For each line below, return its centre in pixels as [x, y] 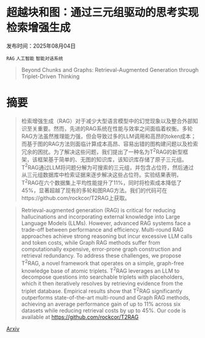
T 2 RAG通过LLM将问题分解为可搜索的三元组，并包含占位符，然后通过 [107, 167]
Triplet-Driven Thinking [50, 76]
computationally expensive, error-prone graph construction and [101, 249]
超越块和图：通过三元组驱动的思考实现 [103, 13]
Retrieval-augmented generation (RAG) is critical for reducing [98, 210]
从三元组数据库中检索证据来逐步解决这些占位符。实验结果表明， [101, 175]
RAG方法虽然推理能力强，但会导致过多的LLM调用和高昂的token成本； [109, 136]
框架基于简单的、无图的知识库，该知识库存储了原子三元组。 [112, 159]
